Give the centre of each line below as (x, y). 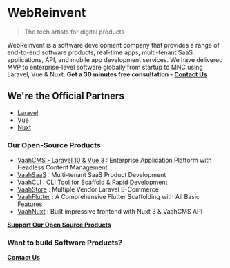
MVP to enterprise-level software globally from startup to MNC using (105, 67)
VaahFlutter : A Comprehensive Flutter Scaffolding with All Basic (108, 197)
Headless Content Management (63, 167)
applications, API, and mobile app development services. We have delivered (115, 59)
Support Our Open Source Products (59, 225)
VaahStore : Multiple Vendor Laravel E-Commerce (88, 189)
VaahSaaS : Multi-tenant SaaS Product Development (92, 175)
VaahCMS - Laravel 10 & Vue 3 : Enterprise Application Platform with (114, 161)
